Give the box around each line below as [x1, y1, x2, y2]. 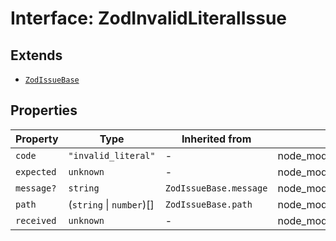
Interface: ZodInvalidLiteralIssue [10, 7, 287, 30]
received [15, 215, 57, 226]
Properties [10, 102, 78, 119]
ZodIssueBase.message [164, 182, 268, 194]
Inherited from [181, 132, 252, 146]
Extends [10, 47, 63, 64]
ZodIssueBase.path [164, 198, 253, 210]
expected [15, 166, 57, 177]
